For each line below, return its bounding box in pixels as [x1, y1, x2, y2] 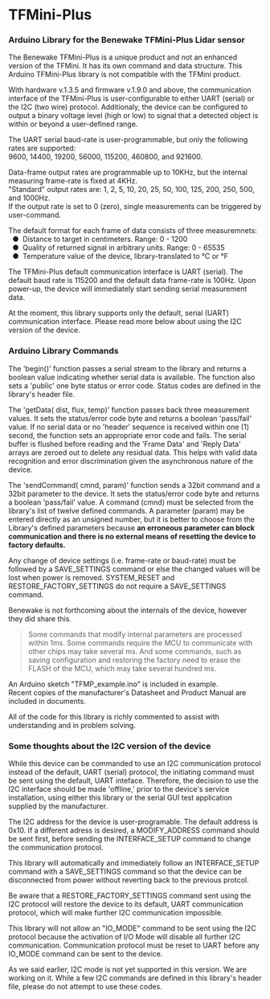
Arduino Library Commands [8, 346, 119, 357]
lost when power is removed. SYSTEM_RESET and [8, 572, 175, 582]
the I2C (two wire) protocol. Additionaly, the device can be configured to [8, 102, 248, 112]
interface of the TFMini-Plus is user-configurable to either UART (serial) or [8, 94, 255, 104]
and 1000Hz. [8, 193, 51, 203]
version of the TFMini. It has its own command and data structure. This [8, 61, 243, 71]
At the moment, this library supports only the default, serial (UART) [8, 308, 230, 318]
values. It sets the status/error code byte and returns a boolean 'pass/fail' [8, 413, 252, 423]
